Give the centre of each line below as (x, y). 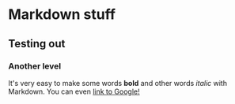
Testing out (37, 44)
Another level (35, 66)
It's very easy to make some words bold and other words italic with (118, 83)
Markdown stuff (62, 15)
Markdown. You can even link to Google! (74, 91)
